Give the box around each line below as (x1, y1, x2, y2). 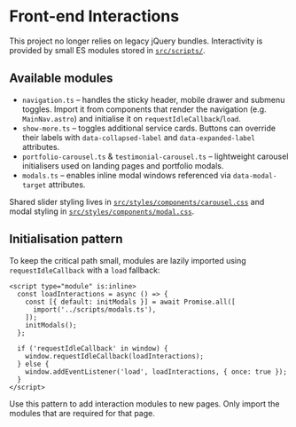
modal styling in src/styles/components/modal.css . (9, 206, 195, 217)
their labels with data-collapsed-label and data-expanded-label (21, 131, 255, 143)
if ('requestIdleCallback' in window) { (17, 344, 168, 352)
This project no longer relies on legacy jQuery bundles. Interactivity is (9, 36, 263, 46)
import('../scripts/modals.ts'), (32, 304, 157, 314)
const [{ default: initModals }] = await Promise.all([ (25, 297, 237, 306)
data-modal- (233, 171, 277, 180)
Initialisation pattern (9, 232, 123, 247)
